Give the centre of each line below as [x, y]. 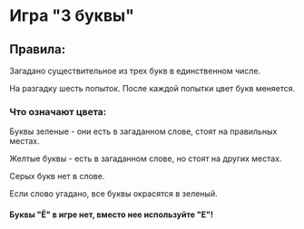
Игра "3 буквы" [72, 16]
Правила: [38, 49]
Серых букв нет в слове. [57, 177]
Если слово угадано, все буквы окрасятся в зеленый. [113, 194]
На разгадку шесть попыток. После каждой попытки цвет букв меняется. [152, 88]
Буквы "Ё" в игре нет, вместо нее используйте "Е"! [112, 215]
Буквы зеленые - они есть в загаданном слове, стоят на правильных [143, 131]
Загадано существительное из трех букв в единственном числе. [135, 71]
